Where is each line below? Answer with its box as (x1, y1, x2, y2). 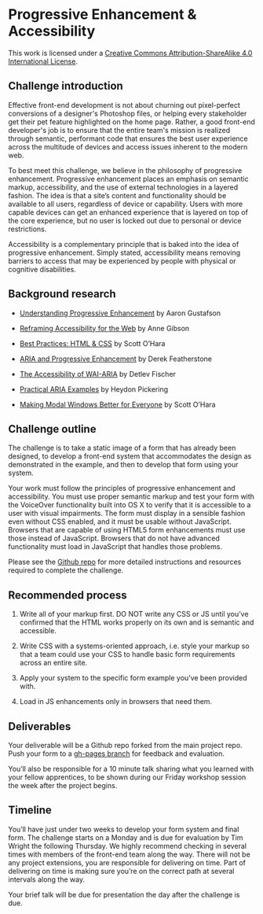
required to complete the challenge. (8, 566, 124, 575)
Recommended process (8, 588, 127, 602)
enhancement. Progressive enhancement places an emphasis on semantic (8, 174, 249, 183)
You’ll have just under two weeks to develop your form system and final (8, 824, 239, 834)
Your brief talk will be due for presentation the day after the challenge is (8, 890, 240, 899)
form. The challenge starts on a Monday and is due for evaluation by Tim (8, 832, 243, 842)
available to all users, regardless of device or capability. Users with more (8, 199, 243, 208)
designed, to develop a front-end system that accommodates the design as (8, 451, 252, 461)
